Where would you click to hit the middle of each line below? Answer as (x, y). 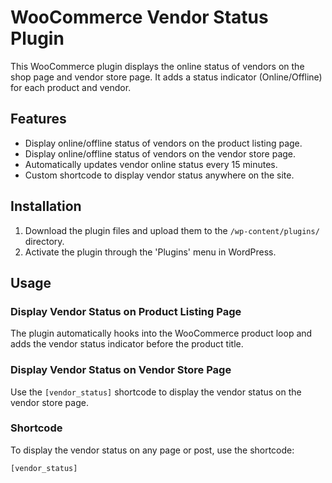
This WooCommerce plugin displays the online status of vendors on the (157, 66)
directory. (44, 241)
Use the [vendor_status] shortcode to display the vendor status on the (156, 392)
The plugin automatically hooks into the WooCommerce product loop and (161, 333)
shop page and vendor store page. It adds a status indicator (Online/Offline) (166, 77)
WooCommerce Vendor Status (139, 17)
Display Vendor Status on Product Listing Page (126, 311)
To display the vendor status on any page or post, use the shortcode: (152, 450)
